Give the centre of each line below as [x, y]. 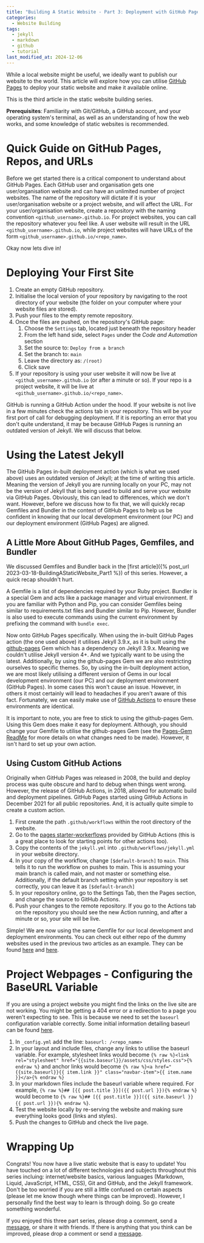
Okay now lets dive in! [34, 248]
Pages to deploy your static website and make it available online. [87, 87]
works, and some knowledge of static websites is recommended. [87, 124]
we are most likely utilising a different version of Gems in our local [89, 674]
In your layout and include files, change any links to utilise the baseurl [102, 1048]
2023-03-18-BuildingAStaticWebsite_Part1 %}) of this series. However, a [97, 573]
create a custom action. [36, 810]
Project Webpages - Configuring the [100, 975]
